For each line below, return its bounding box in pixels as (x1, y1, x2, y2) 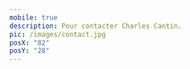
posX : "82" (9, 38, 50, 47)
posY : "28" (9, 47, 50, 56)
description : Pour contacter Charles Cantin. (9, 22, 182, 30)
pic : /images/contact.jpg (9, 30, 106, 39)
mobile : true (9, 13, 58, 22)
